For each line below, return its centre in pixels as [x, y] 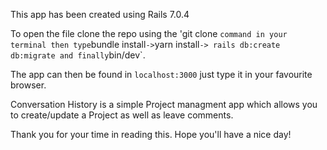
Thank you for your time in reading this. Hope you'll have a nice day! [151, 134]
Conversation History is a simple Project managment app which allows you [164, 104]
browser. [28, 85]
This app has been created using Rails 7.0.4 [100, 14]
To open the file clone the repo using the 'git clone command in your [149, 33]
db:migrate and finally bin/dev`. [78, 55]
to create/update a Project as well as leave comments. [122, 115]
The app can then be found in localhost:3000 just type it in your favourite [161, 74]
